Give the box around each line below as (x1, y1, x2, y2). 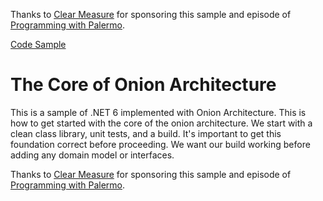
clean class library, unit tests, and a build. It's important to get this (10, 127, 282, 139)
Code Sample (10, 39, 67, 50)
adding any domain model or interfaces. (10, 149, 175, 161)
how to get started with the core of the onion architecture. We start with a (10, 117, 313, 129)
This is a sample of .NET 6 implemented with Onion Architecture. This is (10, 106, 307, 118)
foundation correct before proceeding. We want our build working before (10, 138, 311, 150)
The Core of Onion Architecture (10, 74, 277, 96)
